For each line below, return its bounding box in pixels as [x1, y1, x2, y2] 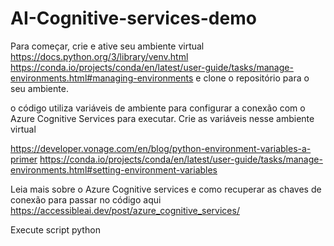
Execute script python [10, 223, 101, 236]
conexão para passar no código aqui [10, 193, 162, 206]
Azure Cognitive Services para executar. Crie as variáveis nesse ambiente [10, 112, 315, 124]
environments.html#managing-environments [10, 72, 194, 84]
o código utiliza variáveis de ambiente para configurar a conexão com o [10, 102, 306, 114]
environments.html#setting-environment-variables [10, 163, 218, 176]
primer [10, 153, 38, 165]
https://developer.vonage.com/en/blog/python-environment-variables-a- [10, 142, 312, 154]
